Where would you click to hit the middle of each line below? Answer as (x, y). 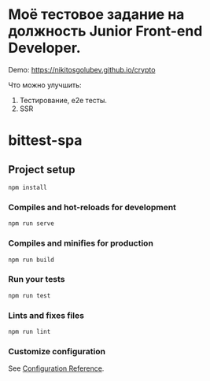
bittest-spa (45, 141)
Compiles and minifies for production (81, 243)
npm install (28, 187)
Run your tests (37, 279)
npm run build (31, 260)
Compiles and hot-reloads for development (92, 207)
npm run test (29, 296)
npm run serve (31, 224)
